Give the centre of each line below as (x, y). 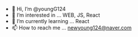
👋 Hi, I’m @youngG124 (39, 9)
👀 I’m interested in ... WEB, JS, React (56, 15)
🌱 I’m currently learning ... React (51, 21)
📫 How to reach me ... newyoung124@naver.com (72, 28)
